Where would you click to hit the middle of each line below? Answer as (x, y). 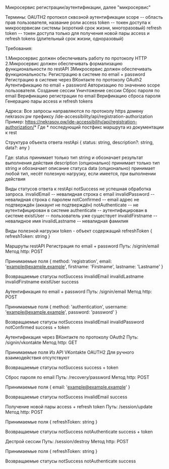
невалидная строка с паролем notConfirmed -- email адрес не (72, 200)
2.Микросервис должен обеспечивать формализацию (64, 63)
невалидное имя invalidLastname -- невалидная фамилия (67, 221)
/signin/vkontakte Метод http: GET (41, 343)
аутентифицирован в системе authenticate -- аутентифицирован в (76, 210)
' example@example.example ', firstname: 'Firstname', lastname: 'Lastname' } (84, 267)
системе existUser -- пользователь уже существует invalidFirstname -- (81, 216)
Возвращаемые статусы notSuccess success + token (62, 367)
